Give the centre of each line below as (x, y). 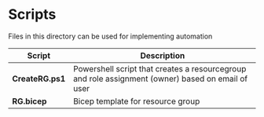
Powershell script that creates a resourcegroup (160, 68)
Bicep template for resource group (137, 101)
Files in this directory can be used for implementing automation (110, 36)
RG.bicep (29, 101)
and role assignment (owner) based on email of (161, 79)
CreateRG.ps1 (39, 79)
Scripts (32, 15)
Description (163, 55)
